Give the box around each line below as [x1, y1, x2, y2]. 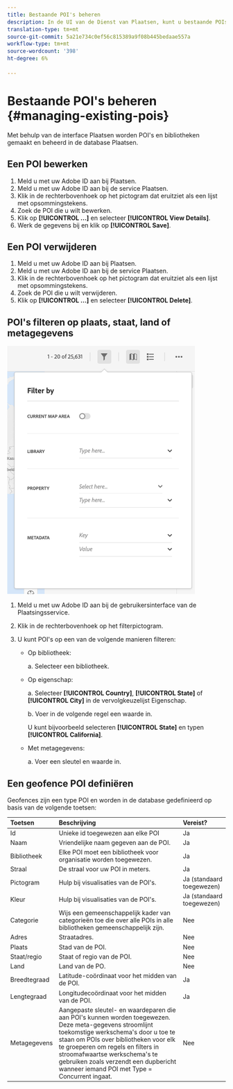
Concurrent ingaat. [58, 1072, 112, 1080]
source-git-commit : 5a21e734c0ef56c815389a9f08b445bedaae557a [7, 33, 191, 40]
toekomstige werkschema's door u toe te [58, 1027, 175, 1036]
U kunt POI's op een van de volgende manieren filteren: [17, 635, 176, 644]
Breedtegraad [10, 975, 50, 984]
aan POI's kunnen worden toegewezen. [58, 1013, 171, 1021]
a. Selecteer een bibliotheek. [27, 662, 110, 671]
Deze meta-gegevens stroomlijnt [58, 1020, 153, 1029]
